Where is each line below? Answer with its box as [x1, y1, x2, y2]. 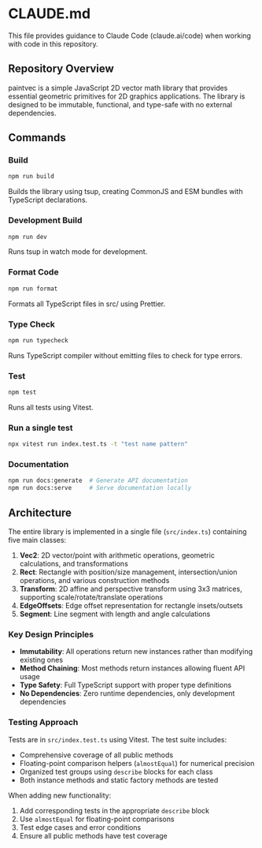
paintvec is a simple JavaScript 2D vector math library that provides [8, 83, 228, 92]
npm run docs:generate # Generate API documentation [8, 476, 189, 485]
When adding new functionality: [8, 790, 112, 800]
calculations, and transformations [19, 559, 128, 569]
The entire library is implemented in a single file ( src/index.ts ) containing [8, 527, 247, 536]
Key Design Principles [8, 629, 94, 640]
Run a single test [8, 422, 73, 433]
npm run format [8, 285, 58, 293]
